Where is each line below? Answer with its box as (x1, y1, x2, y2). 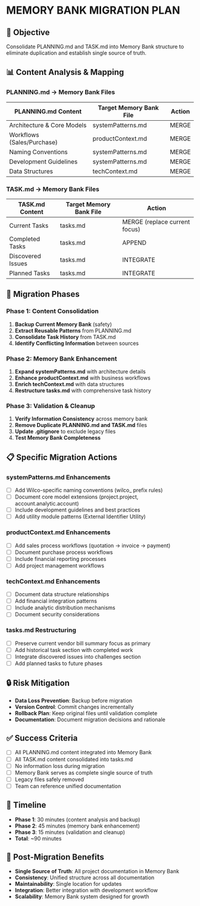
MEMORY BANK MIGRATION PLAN (6, 4, 180, 17)
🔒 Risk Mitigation (6, 678, 70, 688)
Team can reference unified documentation (14, 782, 121, 789)
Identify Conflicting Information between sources (14, 340, 139, 347)
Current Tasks (9, 221, 49, 230)
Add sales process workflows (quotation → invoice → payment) (14, 542, 171, 549)
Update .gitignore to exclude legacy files (14, 428, 116, 435)
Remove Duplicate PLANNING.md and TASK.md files (14, 422, 148, 429)
